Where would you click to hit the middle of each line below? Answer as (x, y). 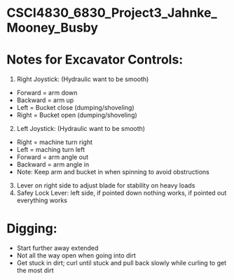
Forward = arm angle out (53, 157)
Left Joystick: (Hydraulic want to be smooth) (81, 129)
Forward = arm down (47, 93)
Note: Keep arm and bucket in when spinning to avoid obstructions (113, 172)
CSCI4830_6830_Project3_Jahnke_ (112, 13)
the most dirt (35, 270)
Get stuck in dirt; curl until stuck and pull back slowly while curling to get (122, 263)
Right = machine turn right (54, 142)
